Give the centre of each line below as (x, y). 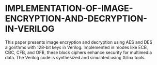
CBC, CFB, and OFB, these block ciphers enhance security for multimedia (78, 52)
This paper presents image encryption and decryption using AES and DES (79, 42)
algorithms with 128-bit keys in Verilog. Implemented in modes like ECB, (77, 47)
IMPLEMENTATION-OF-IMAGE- (69, 8)
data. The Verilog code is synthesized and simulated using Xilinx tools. (75, 57)
